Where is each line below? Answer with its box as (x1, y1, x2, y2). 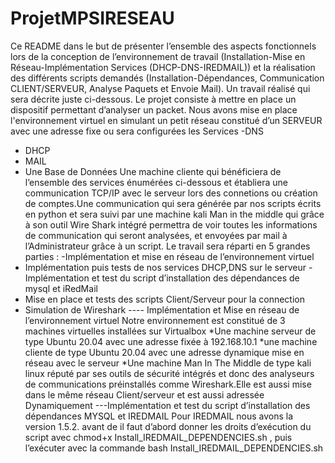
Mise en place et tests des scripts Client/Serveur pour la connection (24, 293, 305, 305)
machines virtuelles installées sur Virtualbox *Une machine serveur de (24, 325, 317, 337)
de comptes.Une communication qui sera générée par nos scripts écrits (24, 197, 322, 209)
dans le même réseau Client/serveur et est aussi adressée (24, 388, 265, 401)
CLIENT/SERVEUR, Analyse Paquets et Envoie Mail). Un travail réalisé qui (10, 82, 311, 94)
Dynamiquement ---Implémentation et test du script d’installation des (24, 399, 311, 411)
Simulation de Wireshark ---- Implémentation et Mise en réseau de (24, 303, 300, 316)
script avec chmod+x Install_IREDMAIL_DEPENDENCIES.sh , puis (24, 431, 293, 443)
